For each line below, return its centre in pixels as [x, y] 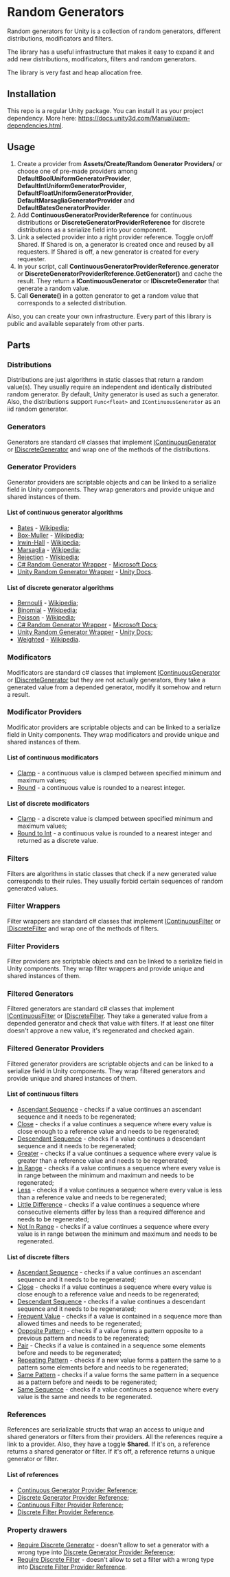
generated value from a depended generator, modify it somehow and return [114, 687]
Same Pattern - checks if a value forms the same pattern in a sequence [118, 1375]
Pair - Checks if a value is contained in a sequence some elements [111, 1345]
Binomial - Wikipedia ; [47, 610]
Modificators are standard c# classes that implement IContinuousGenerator [114, 672]
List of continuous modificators [53, 757]
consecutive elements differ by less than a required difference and [111, 1212]
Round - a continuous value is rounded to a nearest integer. [101, 788]
